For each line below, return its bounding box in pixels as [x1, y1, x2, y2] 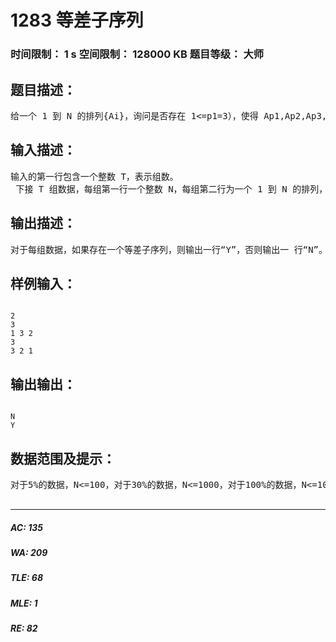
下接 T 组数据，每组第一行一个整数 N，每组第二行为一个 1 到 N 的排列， [15, 183, 328, 195]
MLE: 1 [10, 597, 38, 609]
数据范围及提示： [10, 450, 116, 467]
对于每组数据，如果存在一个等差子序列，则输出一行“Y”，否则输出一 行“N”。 [10, 244, 328, 255]
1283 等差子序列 [10, 9, 144, 32]
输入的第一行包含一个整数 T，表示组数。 [10, 171, 179, 182]
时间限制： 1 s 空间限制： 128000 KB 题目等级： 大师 [10, 47, 265, 61]
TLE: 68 [10, 572, 44, 584]
